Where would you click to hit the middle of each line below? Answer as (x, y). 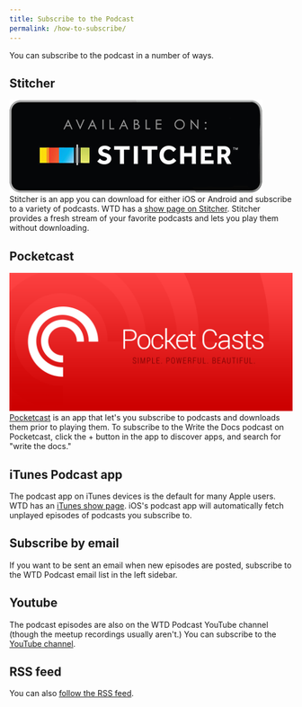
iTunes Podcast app (66, 475)
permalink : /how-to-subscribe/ (68, 28)
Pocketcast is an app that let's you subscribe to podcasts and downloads (145, 418)
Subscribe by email (64, 544)
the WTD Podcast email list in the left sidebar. (93, 574)
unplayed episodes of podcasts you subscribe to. (101, 516)
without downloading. (49, 228)
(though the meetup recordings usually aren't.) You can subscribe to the (143, 634)
